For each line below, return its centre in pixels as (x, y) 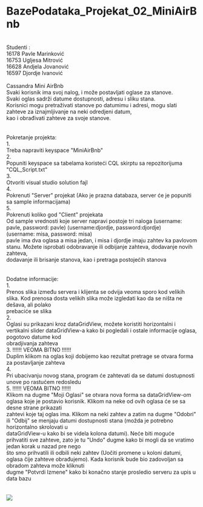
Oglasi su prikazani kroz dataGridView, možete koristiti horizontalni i (91, 324)
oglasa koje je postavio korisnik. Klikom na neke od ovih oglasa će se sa (96, 401)
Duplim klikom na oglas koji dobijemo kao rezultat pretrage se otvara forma (100, 356)
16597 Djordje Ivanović (35, 73)
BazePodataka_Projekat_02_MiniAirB (101, 11)
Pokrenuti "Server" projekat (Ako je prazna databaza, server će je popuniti (99, 195)
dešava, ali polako (29, 305)
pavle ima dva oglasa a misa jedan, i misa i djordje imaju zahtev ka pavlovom (102, 240)
